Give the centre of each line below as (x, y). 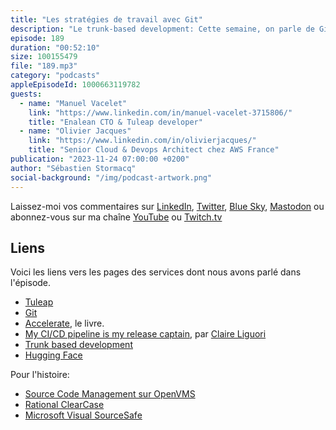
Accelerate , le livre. (64, 323)
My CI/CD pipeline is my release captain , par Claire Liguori (145, 334)
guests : (26, 94)
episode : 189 (37, 38)
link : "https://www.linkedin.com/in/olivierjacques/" (142, 141)
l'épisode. (31, 283)
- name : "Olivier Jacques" (75, 131)
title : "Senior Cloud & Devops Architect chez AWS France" (154, 150)
